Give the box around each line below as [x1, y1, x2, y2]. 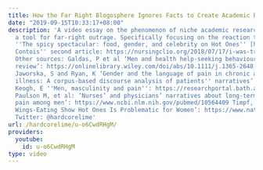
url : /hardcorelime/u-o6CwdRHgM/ [8, 121, 117, 128]
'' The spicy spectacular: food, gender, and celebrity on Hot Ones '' [15, 41, 247, 49]
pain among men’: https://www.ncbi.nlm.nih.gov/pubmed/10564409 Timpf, [15, 99, 254, 107]
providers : [8, 128, 44, 136]
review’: [15, 63, 44, 71]
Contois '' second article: [15, 48, 103, 56]
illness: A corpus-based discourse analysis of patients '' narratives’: [15, 77, 258, 85]
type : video [8, 150, 47, 157]
